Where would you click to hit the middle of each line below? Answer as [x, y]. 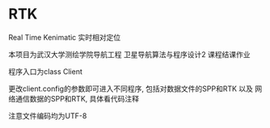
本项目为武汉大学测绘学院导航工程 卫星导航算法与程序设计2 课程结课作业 [129, 54]
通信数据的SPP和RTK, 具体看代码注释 [77, 98]
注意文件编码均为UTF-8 [48, 116]
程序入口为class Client [45, 71]
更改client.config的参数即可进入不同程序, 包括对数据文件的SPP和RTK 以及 [131, 89]
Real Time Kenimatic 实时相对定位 [65, 37]
